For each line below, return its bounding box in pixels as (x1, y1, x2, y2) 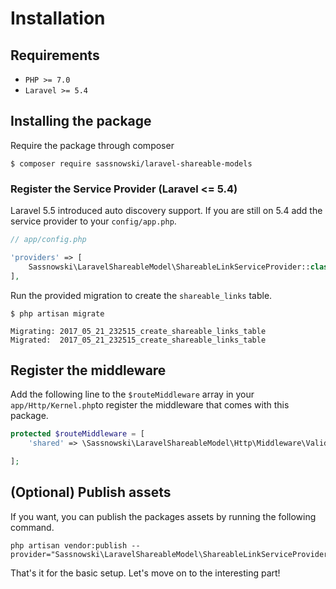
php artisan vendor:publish (10, 540, 128, 551)
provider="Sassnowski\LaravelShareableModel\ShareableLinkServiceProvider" (10, 549, 333, 559)
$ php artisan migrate (10, 308, 105, 319)
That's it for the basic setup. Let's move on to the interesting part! (10, 567, 281, 579)
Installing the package (10, 113, 152, 130)
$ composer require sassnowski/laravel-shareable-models (10, 158, 253, 169)
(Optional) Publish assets (10, 484, 172, 501)
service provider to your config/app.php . (10, 215, 177, 227)
